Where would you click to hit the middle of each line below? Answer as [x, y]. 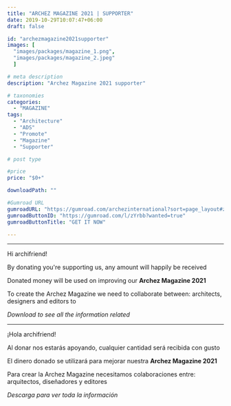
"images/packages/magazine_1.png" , [64, 52]
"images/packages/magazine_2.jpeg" [64, 58]
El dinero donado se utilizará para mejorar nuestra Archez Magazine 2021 [112, 361]
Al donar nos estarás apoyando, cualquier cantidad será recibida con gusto [113, 348]
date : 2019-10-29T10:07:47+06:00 [55, 20]
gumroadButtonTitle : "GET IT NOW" [57, 222]
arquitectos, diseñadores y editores [57, 382]
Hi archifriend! [27, 254]
